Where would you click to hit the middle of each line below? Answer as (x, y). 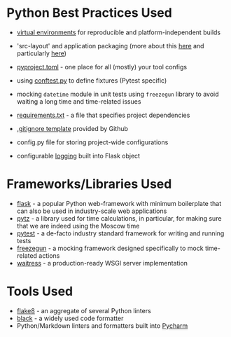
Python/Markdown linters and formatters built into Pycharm (102, 325)
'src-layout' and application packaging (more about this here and (110, 46)
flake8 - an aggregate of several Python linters (84, 310)
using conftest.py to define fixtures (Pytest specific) (92, 80)
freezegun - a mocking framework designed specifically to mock (110, 248)
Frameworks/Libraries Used (89, 184)
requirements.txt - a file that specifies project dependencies (103, 115)
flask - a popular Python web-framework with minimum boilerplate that (119, 203)
